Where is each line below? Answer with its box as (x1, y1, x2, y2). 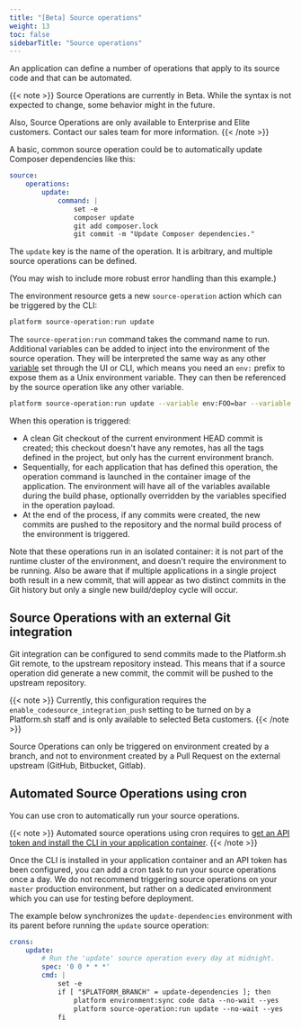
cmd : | (41, 970, 66, 980)
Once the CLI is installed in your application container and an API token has (9, 854, 288, 865)
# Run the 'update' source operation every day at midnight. (41, 954, 276, 963)
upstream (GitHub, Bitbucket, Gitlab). (9, 760, 146, 770)
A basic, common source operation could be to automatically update (9, 144, 263, 155)
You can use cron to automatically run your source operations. (9, 810, 240, 821)
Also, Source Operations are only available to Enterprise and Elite (9, 117, 250, 128)
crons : (9, 937, 34, 946)
